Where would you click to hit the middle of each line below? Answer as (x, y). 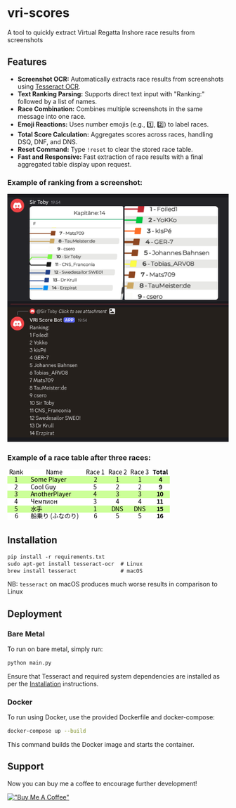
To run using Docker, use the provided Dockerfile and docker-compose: (111, 717)
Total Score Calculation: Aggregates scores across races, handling (115, 134)
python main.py (29, 662)
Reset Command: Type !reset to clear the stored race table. (105, 149)
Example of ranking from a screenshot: (75, 182)
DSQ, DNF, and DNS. (47, 141)
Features (27, 62)
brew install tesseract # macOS (75, 571)
